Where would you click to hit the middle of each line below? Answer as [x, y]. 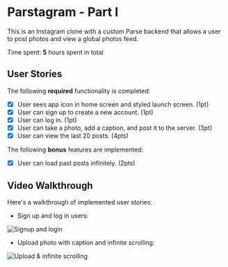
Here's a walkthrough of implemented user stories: [80, 202]
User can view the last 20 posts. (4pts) [73, 136]
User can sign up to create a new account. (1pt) [85, 112]
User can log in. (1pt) [47, 120]
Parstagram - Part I [63, 12]
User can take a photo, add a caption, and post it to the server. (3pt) [115, 128]
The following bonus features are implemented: [75, 149]
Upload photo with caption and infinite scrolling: [86, 242]
